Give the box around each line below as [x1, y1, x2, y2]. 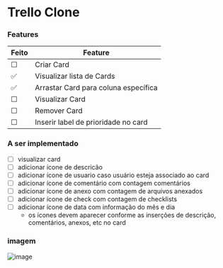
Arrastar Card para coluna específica [35, 83, 158, 93]
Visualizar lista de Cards [35, 72, 115, 82]
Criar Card [35, 60, 69, 69]
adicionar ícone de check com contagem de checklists [17, 195, 178, 203]
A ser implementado [7, 139, 79, 149]
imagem [7, 236, 36, 246]
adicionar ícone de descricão [17, 162, 103, 171]
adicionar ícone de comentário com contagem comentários [17, 179, 191, 187]
